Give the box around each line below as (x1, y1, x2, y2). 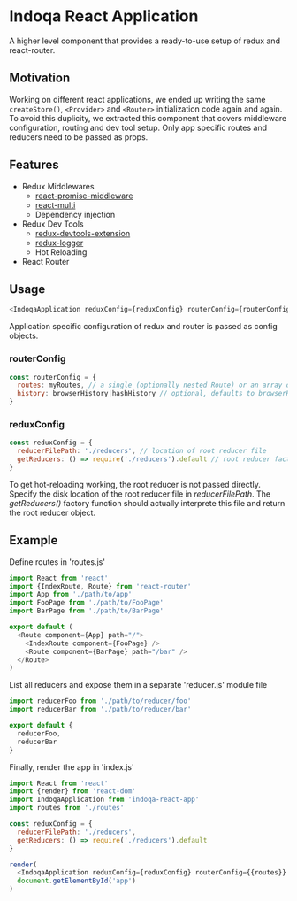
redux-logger (34, 237, 84, 248)
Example (9, 533, 58, 548)
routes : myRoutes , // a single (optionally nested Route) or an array (17, 381, 283, 390)
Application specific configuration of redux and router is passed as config (9, 321, 278, 332)
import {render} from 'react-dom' (9, 787, 137, 796)
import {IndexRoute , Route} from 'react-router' (9, 581, 192, 590)
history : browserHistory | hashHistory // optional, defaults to (17, 389, 255, 398)
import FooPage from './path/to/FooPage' (9, 598, 164, 607)
